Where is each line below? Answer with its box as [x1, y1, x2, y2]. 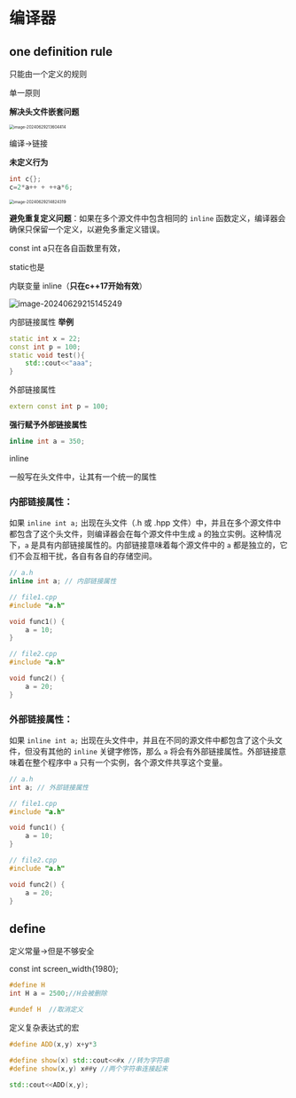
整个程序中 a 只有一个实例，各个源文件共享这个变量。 [32, 756, 228, 768]
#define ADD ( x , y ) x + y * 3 [9, 1039, 97, 1048]
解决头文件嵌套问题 [9, 107, 80, 116]
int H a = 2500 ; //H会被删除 [9, 989, 108, 999]
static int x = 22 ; [9, 334, 82, 343]
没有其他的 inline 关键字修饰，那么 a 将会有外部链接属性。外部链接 [32, 746, 279, 756]
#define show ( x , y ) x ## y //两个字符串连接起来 [9, 1064, 168, 1073]
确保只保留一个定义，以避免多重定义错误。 [9, 224, 165, 234]
